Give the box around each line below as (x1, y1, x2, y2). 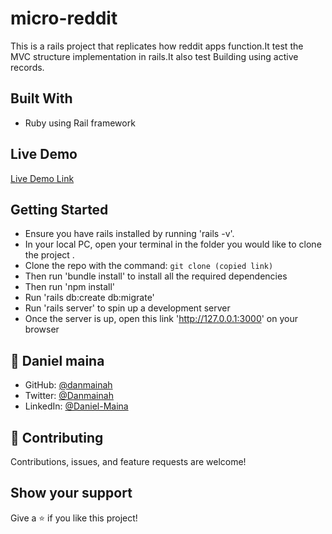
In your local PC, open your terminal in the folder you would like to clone (24, 238, 322, 251)
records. (10, 61, 45, 73)
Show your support (10, 485, 133, 502)
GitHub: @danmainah (24, 379, 113, 391)
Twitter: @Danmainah (24, 390, 114, 402)
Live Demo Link (10, 172, 75, 184)
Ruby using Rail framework (24, 117, 136, 129)
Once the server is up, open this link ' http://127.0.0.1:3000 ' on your (24, 313, 298, 325)
